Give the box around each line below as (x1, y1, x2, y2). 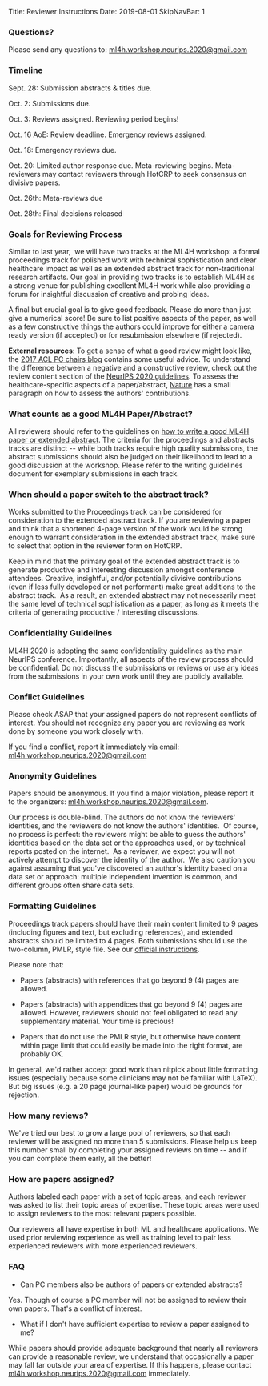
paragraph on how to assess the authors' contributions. (8, 388, 192, 398)
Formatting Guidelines (8, 900, 97, 911)
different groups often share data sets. (8, 880, 135, 891)
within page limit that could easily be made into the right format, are (19, 1040, 243, 1050)
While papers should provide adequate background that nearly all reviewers (8, 1343, 258, 1352)
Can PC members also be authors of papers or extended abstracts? (19, 1280, 243, 1289)
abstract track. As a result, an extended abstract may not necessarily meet (8, 591, 256, 600)
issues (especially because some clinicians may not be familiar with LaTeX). (8, 1072, 258, 1083)
